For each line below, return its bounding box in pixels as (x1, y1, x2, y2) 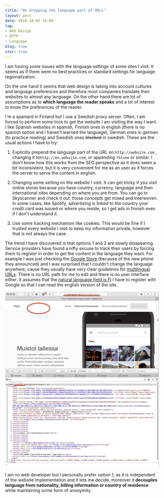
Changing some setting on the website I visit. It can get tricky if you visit (12, 179, 157, 185)
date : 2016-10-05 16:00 (5, 18, 54, 23)
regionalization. (5, 74, 36, 79)
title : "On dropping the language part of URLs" (5, 8, 106, 13)
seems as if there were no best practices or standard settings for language (5, 69, 155, 75)
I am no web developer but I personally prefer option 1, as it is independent (5, 472, 155, 478)
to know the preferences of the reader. (5, 104, 83, 110)
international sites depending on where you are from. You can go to (12, 190, 148, 196)
